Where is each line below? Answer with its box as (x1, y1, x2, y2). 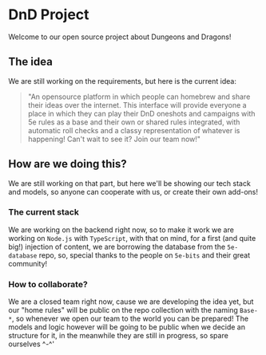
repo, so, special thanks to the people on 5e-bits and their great (38, 250, 251, 260)
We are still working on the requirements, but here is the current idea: (8, 76, 237, 85)
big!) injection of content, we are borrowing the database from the (8, 242, 226, 251)
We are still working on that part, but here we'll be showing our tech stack (8, 178, 252, 188)
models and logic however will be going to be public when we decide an (8, 322, 246, 332)
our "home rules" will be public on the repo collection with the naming (8, 306, 238, 315)
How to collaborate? (8, 278, 88, 290)
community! (8, 258, 48, 268)
